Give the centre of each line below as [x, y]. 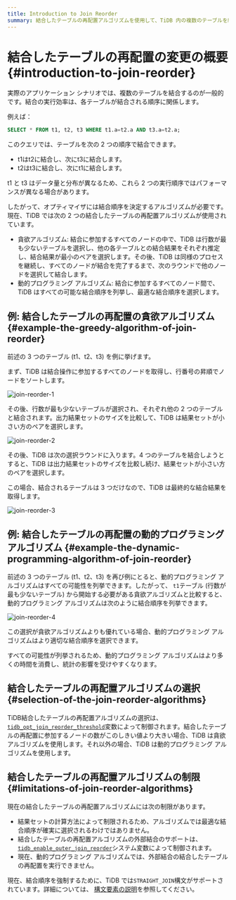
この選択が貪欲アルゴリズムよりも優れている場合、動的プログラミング [109, 631]
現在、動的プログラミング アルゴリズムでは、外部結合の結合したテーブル [123, 856]
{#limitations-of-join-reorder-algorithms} [100, 789]
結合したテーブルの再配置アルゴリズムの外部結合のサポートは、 [110, 839]
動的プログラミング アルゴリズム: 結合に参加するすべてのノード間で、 [118, 283]
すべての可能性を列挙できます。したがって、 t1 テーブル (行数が [135, 585]
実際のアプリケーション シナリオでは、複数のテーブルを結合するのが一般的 [116, 93]
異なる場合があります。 [59, 192]
